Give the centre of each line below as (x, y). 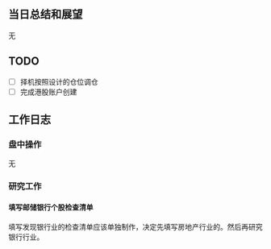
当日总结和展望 (46, 15)
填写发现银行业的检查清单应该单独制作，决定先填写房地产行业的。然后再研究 (135, 226)
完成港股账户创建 (48, 92)
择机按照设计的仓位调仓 (59, 81)
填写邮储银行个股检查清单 (51, 207)
